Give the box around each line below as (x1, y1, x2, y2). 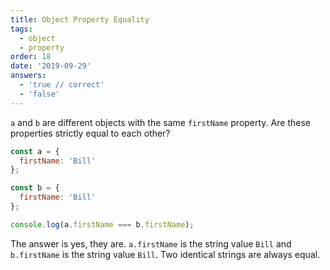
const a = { (10, 146, 60, 156)
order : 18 (10, 52, 52, 62)
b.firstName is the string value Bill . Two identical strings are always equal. (10, 248, 321, 260)
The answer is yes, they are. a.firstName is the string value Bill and (10, 237, 292, 250)
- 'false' (19, 89, 60, 99)
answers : (10, 71, 47, 81)
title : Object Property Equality (10, 14, 150, 25)
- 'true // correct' (19, 80, 105, 90)
